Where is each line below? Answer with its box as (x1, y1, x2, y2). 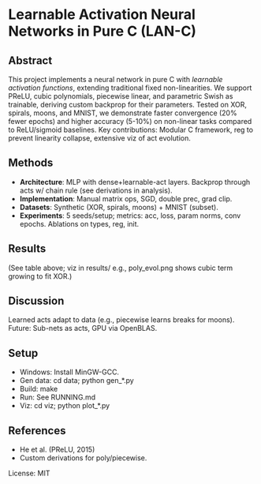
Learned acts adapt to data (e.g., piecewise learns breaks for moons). (8, 315, 235, 325)
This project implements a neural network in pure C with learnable (8, 75, 223, 84)
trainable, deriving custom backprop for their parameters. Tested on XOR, (8, 100, 247, 109)
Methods (8, 156, 54, 170)
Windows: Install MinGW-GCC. (19, 367, 120, 377)
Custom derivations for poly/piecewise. (19, 453, 147, 463)
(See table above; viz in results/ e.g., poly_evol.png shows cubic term (8, 263, 233, 272)
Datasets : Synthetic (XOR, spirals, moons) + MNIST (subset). (19, 202, 218, 212)
